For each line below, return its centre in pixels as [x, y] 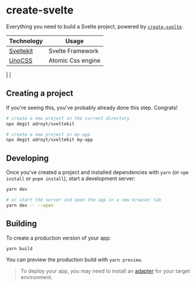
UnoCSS [21, 60]
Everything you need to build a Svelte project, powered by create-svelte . [95, 26]
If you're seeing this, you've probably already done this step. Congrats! [92, 107]
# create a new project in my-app [48, 134]
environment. [36, 277]
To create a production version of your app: [59, 238]
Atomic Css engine [75, 60]
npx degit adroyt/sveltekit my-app [50, 140]
